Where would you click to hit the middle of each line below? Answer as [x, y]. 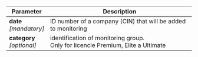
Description [120, 11]
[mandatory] [27, 28]
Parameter [27, 11]
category [22, 38]
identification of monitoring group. [97, 38]
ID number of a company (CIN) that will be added [118, 21]
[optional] [23, 45]
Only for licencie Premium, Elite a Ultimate [108, 45]
